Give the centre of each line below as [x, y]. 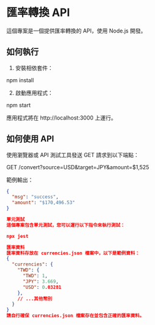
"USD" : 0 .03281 [42, 287]
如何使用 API [30, 139]
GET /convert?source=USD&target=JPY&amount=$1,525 [78, 167]
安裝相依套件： [34, 67]
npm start [19, 105]
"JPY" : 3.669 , [41, 281]
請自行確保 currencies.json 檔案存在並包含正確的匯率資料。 [75, 316]
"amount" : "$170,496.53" [43, 203]
